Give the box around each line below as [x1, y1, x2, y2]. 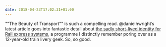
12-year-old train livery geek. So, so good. [5, 36, 91, 42]
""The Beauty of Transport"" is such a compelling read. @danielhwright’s [5, 21, 155, 26]
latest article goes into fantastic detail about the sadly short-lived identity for [5, 25, 161, 32]
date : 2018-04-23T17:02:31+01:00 [5, 7, 74, 12]
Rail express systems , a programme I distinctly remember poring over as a [5, 31, 157, 37]
